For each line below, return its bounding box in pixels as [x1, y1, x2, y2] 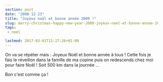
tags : [5, 25, 16, 30]
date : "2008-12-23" [5, 12, 45, 16]
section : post [5, 7, 34, 12]
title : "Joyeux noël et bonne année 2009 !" [5, 16, 97, 21]
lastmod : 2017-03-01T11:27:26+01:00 [5, 38, 79, 44]
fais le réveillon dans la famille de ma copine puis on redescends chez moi [5, 57, 154, 63]
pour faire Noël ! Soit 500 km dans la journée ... [5, 62, 99, 68]
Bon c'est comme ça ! [5, 71, 49, 77]
